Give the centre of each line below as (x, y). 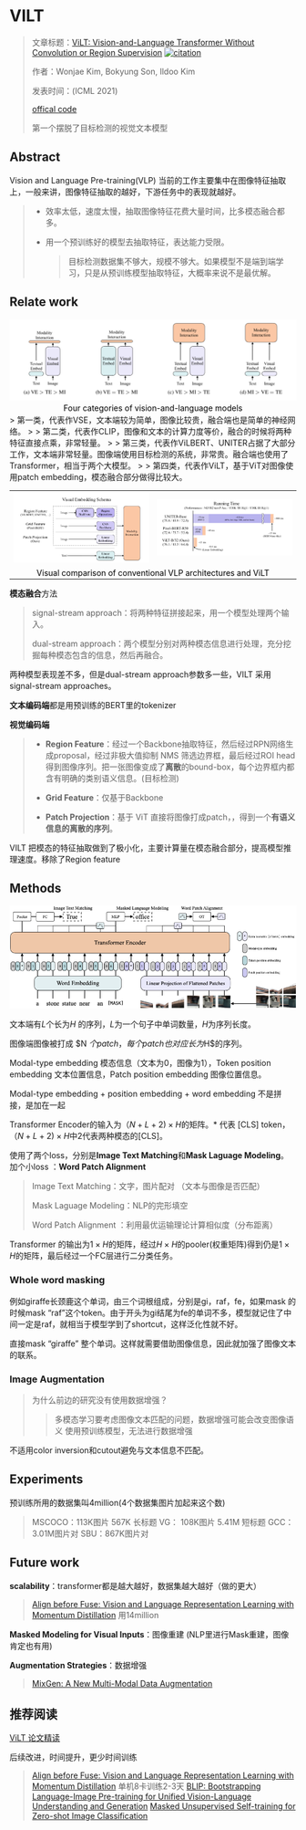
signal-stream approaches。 (63, 685)
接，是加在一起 (37, 1105)
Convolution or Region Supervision (97, 52)
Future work (45, 1563)
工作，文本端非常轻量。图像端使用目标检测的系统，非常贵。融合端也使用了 (149, 454)
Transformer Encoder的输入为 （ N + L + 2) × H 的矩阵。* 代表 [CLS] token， (150, 1124)
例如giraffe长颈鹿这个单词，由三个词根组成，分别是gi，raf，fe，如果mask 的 (153, 1301)
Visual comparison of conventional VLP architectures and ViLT (153, 572)
